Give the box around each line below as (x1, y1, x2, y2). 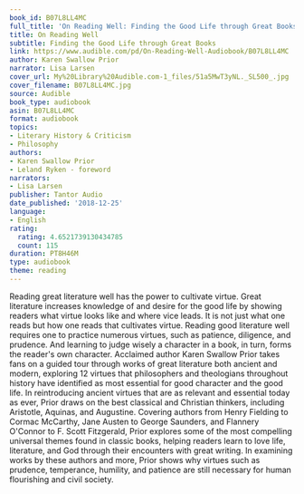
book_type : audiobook (9, 97, 91, 107)
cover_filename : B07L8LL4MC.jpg (9, 81, 131, 90)
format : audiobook (9, 114, 79, 123)
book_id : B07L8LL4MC (9, 13, 88, 23)
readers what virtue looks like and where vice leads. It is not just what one (9, 310, 286, 321)
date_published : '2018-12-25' (9, 199, 124, 208)
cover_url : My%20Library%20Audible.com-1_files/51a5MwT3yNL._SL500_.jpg (9, 73, 290, 82)
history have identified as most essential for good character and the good (9, 377, 283, 388)
